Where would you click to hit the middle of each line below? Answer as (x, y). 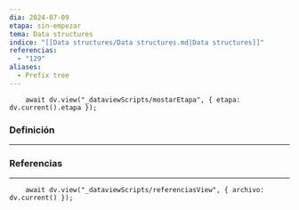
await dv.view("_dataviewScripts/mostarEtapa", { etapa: (133, 100)
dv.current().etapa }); (53, 108)
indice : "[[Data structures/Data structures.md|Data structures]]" (137, 42)
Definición (32, 130)
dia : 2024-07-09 (39, 17)
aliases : (25, 68)
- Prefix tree (43, 76)
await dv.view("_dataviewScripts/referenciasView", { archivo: (145, 190)
